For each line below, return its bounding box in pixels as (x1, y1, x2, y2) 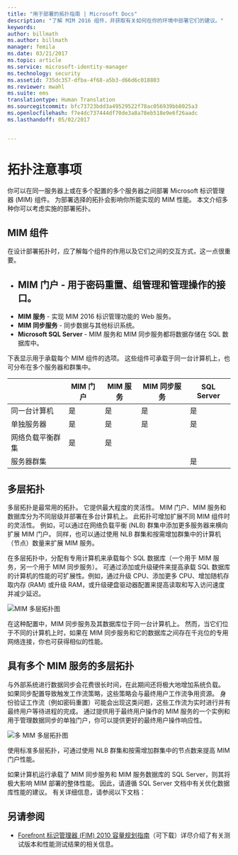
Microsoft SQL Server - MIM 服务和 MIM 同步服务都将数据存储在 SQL (17, 330, 221, 338)
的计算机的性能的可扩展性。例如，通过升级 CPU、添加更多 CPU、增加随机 (7, 571, 224, 580)
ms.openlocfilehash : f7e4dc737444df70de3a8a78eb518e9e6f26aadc (7, 109, 198, 117)
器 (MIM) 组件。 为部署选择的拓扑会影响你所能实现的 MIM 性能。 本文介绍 (7, 195, 222, 203)
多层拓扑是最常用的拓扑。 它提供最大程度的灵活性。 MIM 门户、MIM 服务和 (7, 503, 227, 512)
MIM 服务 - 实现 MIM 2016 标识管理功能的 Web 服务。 (17, 312, 175, 321)
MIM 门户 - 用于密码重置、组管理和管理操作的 (17, 279, 217, 291)
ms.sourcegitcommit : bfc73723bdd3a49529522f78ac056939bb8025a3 (7, 103, 198, 110)
